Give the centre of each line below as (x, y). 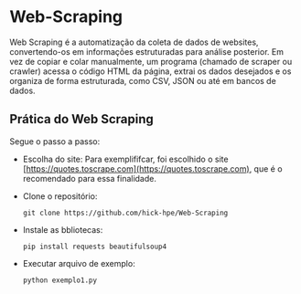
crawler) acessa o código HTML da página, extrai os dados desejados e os (150, 71)
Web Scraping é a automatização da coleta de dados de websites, (134, 42)
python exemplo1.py (60, 280)
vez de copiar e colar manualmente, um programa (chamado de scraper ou (151, 61)
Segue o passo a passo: (55, 141)
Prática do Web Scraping (81, 119)
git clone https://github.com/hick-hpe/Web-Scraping (125, 213)
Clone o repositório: (60, 196)
